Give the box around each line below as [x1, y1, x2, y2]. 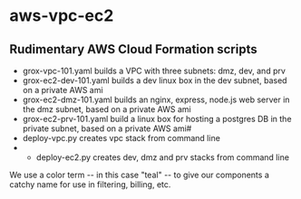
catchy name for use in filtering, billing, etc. [9, 179, 171, 190]
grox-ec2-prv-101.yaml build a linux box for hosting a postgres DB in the [22, 114, 292, 124]
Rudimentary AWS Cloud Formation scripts [9, 42, 257, 57]
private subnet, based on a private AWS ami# [22, 123, 192, 134]
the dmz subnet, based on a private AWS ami [22, 104, 192, 114]
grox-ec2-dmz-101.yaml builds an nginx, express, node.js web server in [22, 94, 290, 105]
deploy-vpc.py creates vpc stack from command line [22, 133, 220, 143]
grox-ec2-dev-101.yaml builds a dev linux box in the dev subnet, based [22, 75, 287, 86]
